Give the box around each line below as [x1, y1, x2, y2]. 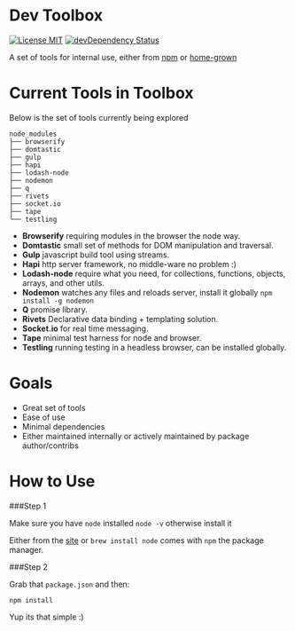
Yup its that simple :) [9, 611, 84, 622]
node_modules [9, 130, 58, 138]
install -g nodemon [21, 296, 95, 305]
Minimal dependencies [21, 421, 105, 431]
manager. [9, 544, 44, 555]
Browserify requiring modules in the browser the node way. [21, 230, 241, 241]
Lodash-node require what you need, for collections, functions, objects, [21, 268, 286, 279]
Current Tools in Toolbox [9, 83, 194, 103]
